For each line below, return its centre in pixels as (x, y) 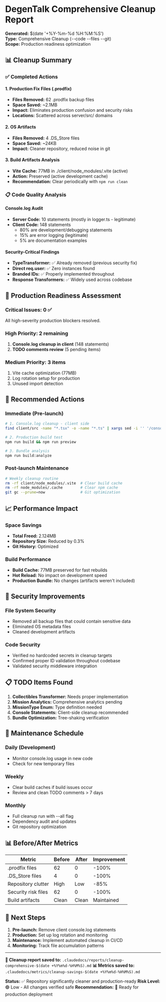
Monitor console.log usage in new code (52, 758)
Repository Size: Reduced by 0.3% (48, 541)
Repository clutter (28, 884)
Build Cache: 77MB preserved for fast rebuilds (60, 570)
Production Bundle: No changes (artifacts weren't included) (74, 581)
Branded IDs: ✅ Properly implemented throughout (63, 274)
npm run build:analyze (28, 455)
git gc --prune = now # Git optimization (63, 493)
